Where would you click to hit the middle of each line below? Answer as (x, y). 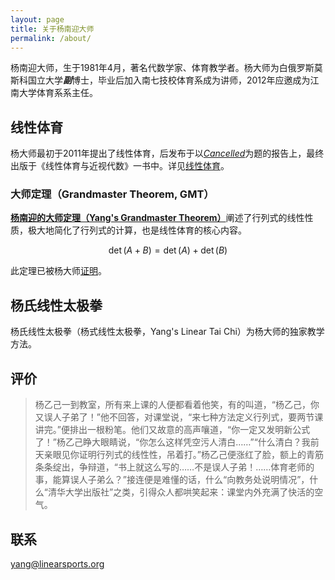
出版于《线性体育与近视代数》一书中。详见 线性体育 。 (120, 166)
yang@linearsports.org (57, 563)
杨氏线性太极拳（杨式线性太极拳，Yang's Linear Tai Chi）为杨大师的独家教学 (167, 332)
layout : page (37, 19)
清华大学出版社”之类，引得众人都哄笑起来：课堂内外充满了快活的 (181, 492)
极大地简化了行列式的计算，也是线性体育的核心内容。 (137, 230)
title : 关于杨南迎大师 (52, 29)
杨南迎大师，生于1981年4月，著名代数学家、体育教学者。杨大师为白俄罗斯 (162, 68)
